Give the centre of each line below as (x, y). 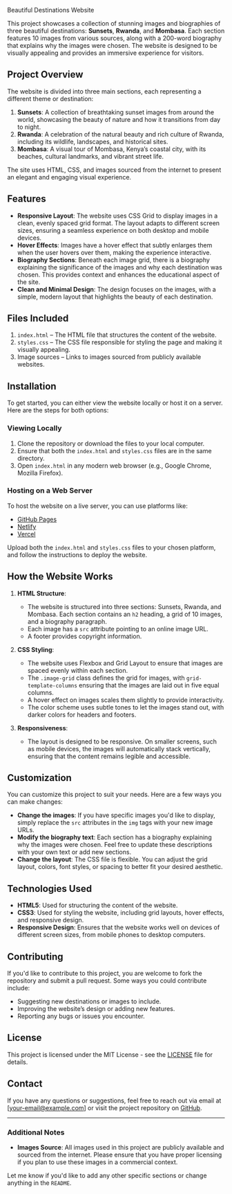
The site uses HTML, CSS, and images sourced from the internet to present (114, 170)
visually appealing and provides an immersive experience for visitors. (106, 53)
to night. (29, 127)
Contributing (35, 957)
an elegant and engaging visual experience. (69, 177)
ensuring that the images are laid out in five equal (149, 685)
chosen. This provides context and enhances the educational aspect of (118, 274)
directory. (31, 458)
